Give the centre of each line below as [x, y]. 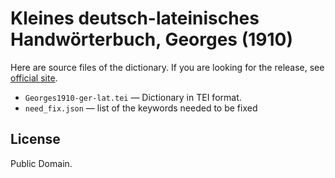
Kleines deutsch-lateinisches [135, 18]
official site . [34, 78]
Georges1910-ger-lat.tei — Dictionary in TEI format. [133, 97]
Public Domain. [41, 163]
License [35, 139]
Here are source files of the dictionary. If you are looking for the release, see [167, 67]
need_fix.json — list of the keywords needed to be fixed [141, 108]
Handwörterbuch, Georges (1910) [151, 39]
